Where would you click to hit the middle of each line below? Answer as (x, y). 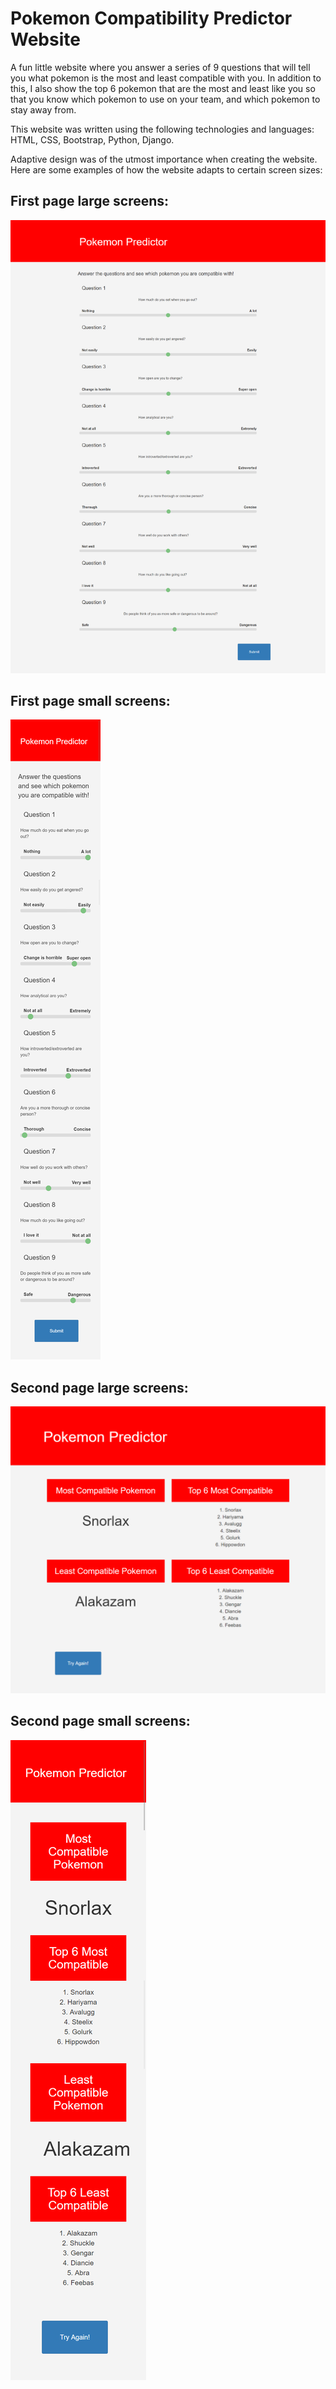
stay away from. (43, 109)
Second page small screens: (100, 1721)
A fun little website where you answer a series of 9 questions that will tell (160, 67)
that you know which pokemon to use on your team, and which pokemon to (165, 99)
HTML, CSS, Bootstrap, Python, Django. (92, 139)
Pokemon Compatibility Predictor (151, 18)
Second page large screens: (99, 1387)
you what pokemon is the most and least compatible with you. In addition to (166, 78)
